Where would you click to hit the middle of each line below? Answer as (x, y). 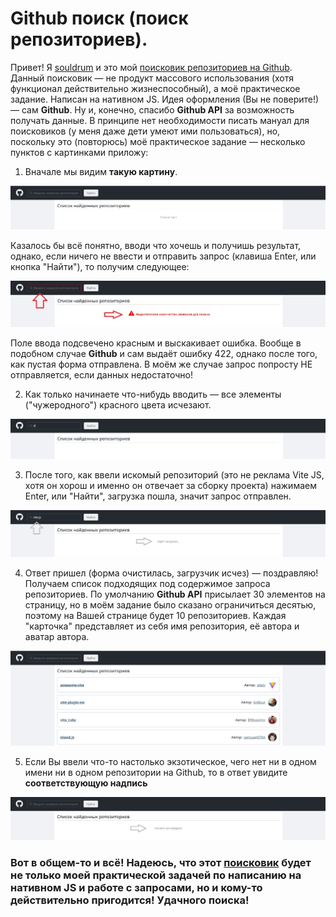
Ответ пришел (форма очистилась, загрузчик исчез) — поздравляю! (171, 573)
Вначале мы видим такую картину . (101, 171)
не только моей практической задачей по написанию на (156, 875)
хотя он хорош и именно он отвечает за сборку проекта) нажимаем (170, 485)
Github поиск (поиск (99, 18)
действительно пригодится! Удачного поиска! (130, 900)
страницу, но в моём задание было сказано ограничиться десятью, (170, 605)
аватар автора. (57, 636)
